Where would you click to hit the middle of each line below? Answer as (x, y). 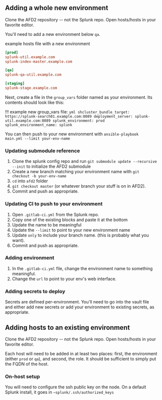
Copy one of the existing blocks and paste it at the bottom (70, 220)
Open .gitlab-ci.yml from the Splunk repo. (55, 214)
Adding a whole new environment (57, 8)
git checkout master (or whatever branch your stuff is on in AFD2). (79, 186)
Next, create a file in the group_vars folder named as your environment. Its (79, 97)
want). (18, 240)
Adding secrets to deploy (35, 291)
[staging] (15, 84)
